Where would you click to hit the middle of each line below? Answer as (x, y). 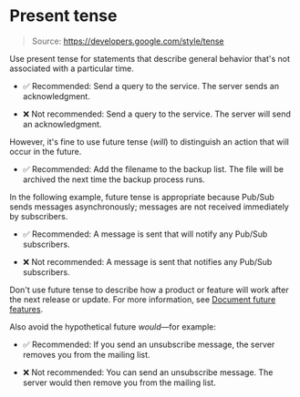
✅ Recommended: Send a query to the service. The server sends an (151, 86)
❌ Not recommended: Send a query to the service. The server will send (157, 114)
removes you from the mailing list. (86, 354)
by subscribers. (39, 216)
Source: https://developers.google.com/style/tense (128, 41)
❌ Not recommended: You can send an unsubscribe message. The (148, 372)
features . (26, 309)
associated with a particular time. (72, 68)
